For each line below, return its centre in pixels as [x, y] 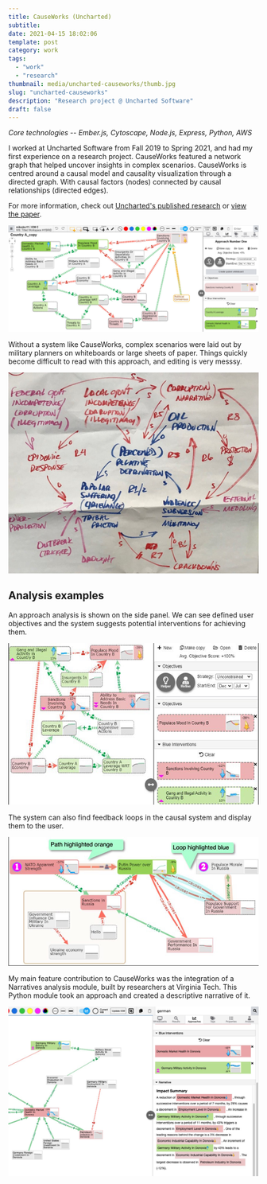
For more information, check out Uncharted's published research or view [128, 206]
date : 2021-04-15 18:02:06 [53, 33]
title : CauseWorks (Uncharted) [60, 17]
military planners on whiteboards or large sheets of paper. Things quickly [128, 352]
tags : [17, 59]
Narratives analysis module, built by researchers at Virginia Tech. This [123, 987]
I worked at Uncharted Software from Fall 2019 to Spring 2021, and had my [130, 148]
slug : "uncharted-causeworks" [58, 92]
